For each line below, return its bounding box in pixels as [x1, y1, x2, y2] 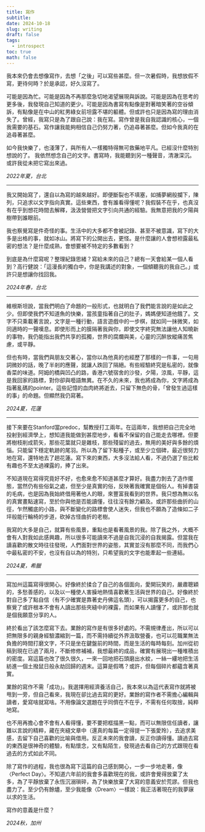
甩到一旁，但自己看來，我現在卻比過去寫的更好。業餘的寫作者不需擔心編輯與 [6, 691, 199, 698]
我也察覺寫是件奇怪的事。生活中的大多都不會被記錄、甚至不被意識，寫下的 [6, 227, 193, 234]
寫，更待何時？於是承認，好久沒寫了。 [6, 80, 103, 87]
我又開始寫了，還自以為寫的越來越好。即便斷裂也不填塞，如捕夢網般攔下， [6, 191, 193, 198]
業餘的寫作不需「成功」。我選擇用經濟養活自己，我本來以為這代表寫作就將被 [6, 683, 196, 690]
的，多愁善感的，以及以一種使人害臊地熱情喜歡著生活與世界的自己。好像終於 [6, 588, 199, 595]
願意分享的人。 [22, 611, 60, 618]
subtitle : [6, 15, 32, 21]
